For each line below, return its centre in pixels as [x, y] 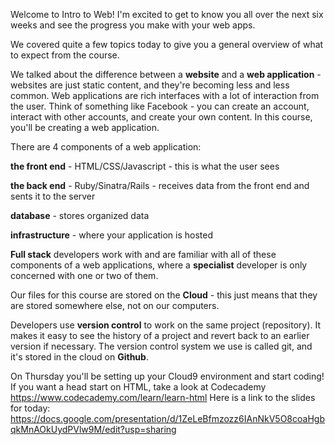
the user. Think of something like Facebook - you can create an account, [160, 106]
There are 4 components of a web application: [106, 147]
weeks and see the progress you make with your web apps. [133, 25]
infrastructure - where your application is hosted [112, 235]
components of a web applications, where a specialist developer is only [159, 265]
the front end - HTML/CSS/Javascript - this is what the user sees [145, 166]
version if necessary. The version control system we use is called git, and [161, 346]
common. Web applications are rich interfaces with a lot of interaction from [165, 95]
